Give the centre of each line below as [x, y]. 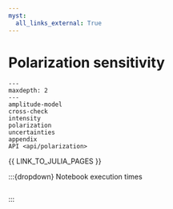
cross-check [28, 112]
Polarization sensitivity [87, 63]
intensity [25, 119]
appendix [23, 140]
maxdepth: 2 [28, 91]
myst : [17, 16]
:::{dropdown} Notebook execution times [75, 177]
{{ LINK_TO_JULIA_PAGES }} [55, 161]
